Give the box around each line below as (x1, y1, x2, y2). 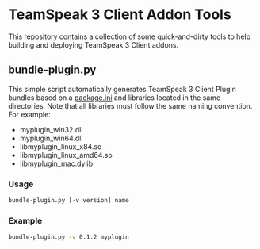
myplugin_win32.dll (19, 125, 83, 134)
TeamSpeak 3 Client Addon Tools (8, 6, 231, 24)
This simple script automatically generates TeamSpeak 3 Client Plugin (8, 84, 236, 94)
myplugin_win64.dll (19, 133, 83, 143)
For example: (8, 109, 52, 119)
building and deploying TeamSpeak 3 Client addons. (8, 40, 179, 49)
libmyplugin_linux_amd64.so (19, 150, 113, 159)
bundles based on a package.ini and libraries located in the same (8, 93, 221, 102)
